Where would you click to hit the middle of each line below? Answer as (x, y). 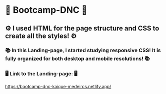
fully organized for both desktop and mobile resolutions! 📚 (78, 59)
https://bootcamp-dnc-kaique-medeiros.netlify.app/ (58, 86)
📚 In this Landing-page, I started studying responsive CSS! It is (83, 50)
